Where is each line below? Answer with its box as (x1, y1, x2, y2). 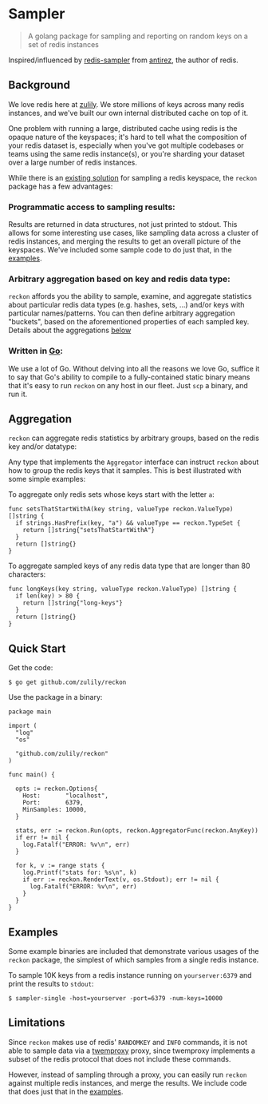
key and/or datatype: (8, 442, 77, 451)
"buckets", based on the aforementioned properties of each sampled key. (8, 317, 250, 327)
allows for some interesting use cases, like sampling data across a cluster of (8, 228, 259, 238)
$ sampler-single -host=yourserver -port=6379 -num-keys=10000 (8, 995, 223, 1003)
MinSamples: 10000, (22, 806, 88, 814)
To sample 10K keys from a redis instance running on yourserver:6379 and (8, 971, 253, 980)
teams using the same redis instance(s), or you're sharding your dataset (8, 149, 245, 158)
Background (8, 78, 70, 92)
